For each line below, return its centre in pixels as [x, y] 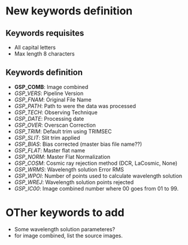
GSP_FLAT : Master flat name [49, 150]
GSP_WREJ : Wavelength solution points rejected [74, 182]
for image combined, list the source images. [69, 235]
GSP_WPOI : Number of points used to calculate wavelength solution [98, 176]
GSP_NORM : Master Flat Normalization [62, 157]
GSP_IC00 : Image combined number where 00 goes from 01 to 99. [96, 188]
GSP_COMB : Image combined [51, 87]
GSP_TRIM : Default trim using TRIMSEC [63, 131]
